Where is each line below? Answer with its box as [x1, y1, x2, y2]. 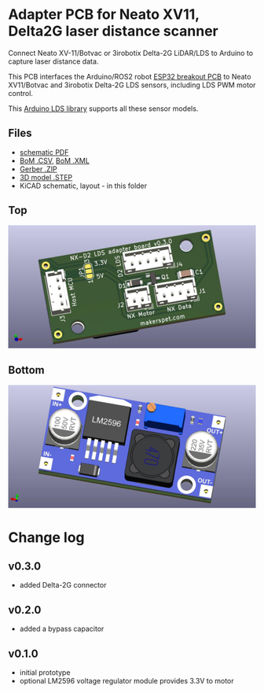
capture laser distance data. [8, 57, 99, 66]
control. [8, 88, 34, 98]
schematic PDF [19, 147, 69, 157]
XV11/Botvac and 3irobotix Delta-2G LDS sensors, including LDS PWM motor [8, 80, 256, 90]
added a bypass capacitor [19, 624, 104, 634]
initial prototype [19, 668, 71, 677]
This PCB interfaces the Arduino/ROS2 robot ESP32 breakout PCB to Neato [8, 72, 251, 81]
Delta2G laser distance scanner [8, 22, 218, 40]
